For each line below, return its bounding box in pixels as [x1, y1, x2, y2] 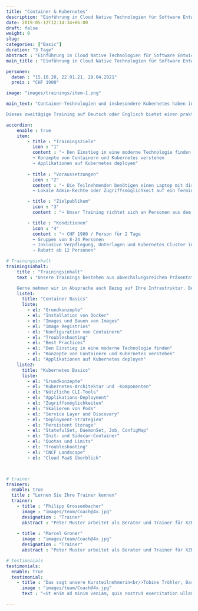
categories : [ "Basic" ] [6, 42, 62, 48]
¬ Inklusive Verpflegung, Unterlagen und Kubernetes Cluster [32, 242, 186, 248]
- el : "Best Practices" [27, 340, 85, 346]
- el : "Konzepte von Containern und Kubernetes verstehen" [27, 351, 176, 357]
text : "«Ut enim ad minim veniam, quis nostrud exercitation [21, 590, 178, 597]
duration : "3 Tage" [6, 47, 54, 53]
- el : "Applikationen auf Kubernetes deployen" [27, 356, 146, 362]
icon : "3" [32, 204, 60, 210]
